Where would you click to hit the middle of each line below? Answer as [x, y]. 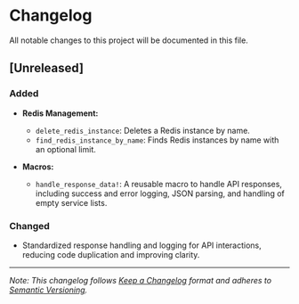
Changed [30, 226]
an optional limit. [65, 149]
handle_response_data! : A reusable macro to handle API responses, [159, 184]
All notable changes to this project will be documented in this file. [129, 40]
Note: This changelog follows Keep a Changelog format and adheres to [141, 280]
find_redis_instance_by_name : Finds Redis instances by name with [157, 140]
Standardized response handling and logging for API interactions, [141, 245]
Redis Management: [60, 113]
